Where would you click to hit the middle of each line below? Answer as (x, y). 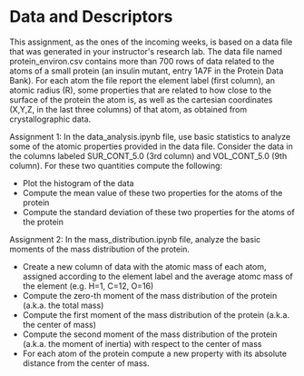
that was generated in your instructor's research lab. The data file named (146, 51)
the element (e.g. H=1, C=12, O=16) (88, 286)
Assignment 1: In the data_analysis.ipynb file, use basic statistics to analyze (150, 136)
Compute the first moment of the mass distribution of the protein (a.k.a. (156, 314)
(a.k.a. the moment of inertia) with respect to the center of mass (142, 343)
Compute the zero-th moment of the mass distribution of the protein (150, 295)
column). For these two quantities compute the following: (116, 165)
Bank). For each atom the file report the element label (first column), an (142, 80)
